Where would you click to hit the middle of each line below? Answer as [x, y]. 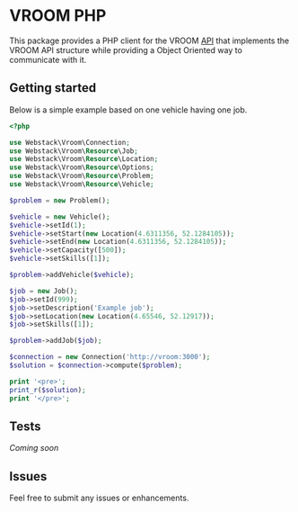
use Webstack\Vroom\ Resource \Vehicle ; [82, 184]
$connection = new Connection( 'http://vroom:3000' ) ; [110, 357]
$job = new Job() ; [44, 291]
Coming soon [34, 448]
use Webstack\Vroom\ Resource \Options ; [82, 167]
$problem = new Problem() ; [60, 200]
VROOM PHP [58, 16]
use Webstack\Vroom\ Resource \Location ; [84, 159]
